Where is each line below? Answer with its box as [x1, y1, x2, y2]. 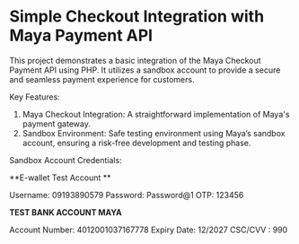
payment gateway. [22, 118, 92, 129]
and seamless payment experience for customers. [9, 74, 195, 84]
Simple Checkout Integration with [9, 6, 265, 27]
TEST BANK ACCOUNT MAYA [9, 206, 123, 217]
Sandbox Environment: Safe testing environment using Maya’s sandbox [22, 127, 286, 138]
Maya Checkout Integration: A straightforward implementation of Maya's [22, 109, 290, 119]
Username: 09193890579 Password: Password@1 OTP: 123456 [9, 189, 244, 200]
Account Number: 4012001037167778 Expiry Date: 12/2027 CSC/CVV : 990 [9, 224, 288, 235]
